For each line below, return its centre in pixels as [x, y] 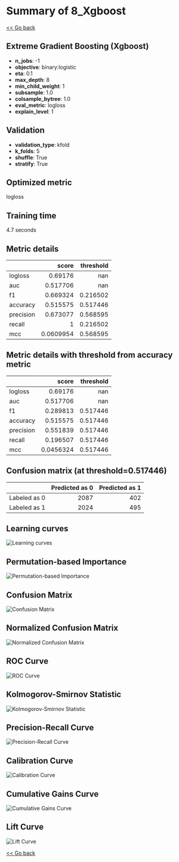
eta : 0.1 [24, 73]
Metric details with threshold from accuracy [89, 355]
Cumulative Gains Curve [53, 794]
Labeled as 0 [27, 498]
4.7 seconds [21, 230]
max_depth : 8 [32, 79]
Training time [31, 215]
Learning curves [37, 529]
